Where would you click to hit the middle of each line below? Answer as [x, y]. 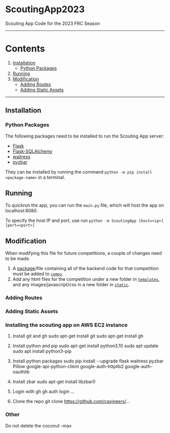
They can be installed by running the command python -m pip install [79, 172]
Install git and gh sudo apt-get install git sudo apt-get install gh [78, 336]
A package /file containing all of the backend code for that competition [86, 269]
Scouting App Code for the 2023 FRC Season [53, 23]
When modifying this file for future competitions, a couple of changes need [83, 253]
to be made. [18, 259]
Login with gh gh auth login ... [44, 391]
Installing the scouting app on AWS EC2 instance [67, 325]
